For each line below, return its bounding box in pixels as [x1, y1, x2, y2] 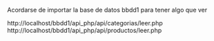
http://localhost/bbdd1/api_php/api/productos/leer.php [7, 27, 162, 34]
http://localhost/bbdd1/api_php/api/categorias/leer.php [7, 19, 164, 27]
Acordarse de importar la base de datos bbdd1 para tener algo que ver [7, 6, 208, 14]
